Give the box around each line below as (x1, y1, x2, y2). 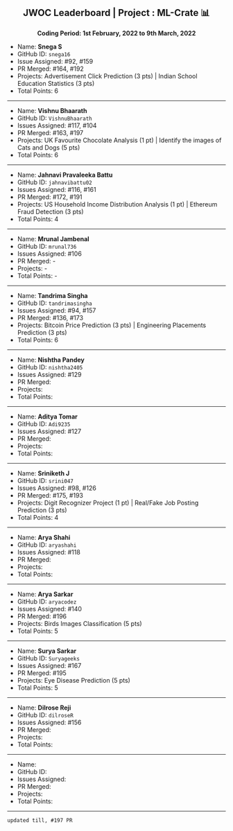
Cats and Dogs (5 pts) (17, 143, 80, 152)
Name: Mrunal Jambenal (17, 234, 89, 243)
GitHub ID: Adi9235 (17, 419, 71, 428)
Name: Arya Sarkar (17, 590, 74, 598)
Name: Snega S (17, 42, 62, 51)
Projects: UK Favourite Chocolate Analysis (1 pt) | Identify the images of (17, 136, 222, 144)
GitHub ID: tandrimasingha (17, 299, 92, 307)
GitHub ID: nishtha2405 (17, 362, 83, 371)
